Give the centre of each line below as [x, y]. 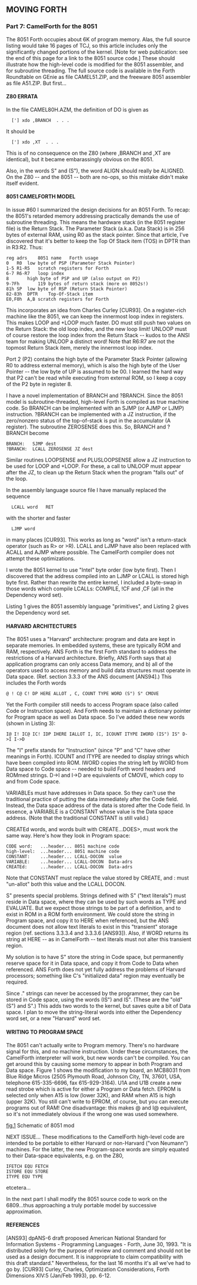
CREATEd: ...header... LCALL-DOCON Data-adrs [69, 867]
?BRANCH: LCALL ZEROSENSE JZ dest [50, 449]
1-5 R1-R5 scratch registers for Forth [58, 268]
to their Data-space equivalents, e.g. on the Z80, [65, 1155]
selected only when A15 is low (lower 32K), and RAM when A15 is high [91, 1095]
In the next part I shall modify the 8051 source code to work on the [87, 1199]
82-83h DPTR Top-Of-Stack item [50, 294]
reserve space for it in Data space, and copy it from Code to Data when [92, 963]
